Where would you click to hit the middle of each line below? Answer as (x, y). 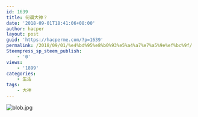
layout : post (23, 34)
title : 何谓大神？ (27, 17)
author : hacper (25, 29)
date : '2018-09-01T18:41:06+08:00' (51, 23)
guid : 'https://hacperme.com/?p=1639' (55, 40)
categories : (21, 74)
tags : (13, 85)
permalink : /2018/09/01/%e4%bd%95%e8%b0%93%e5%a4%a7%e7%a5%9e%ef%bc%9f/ (99, 46)
